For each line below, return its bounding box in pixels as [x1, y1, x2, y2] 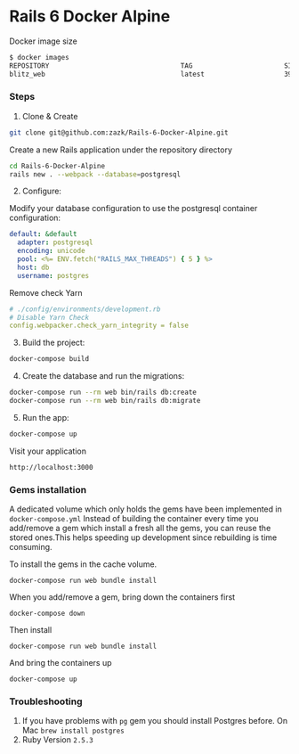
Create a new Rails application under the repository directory [9, 144, 233, 155]
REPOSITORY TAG [9, 61, 193, 70]
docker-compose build [9, 355, 90, 364]
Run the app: [21, 412, 69, 422]
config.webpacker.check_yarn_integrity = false [9, 321, 190, 331]
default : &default [9, 230, 77, 239]
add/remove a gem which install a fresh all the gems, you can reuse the [9, 523, 271, 534]
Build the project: [21, 337, 85, 348]
